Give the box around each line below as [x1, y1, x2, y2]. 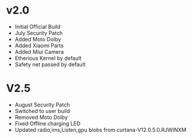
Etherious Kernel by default [14, 54, 82, 62]
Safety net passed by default [14, 60, 86, 68]
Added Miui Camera [14, 48, 64, 55]
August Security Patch [14, 101, 70, 108]
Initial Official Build [14, 23, 61, 30]
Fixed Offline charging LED [14, 119, 81, 127]
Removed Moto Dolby [14, 114, 68, 121]
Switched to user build [14, 107, 70, 114]
